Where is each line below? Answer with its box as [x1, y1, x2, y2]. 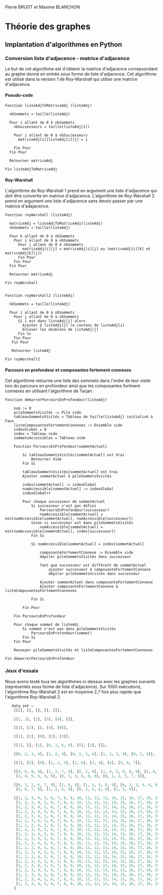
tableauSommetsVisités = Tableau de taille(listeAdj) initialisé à [14, 415, 153, 419]
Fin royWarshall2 [5, 357, 40, 362]
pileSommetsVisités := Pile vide [14, 410, 81, 415]
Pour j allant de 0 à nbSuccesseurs [14, 133, 88, 138]
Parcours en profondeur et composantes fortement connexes [5, 367, 132, 373]
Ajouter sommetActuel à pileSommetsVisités [22, 474, 112, 479]
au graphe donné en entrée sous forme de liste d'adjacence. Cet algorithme [5, 71, 157, 77]
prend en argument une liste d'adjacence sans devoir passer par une [5, 198, 143, 204]
